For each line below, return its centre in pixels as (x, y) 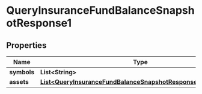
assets (19, 82)
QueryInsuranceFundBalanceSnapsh (100, 10)
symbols (22, 72)
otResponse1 (39, 23)
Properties (26, 45)
